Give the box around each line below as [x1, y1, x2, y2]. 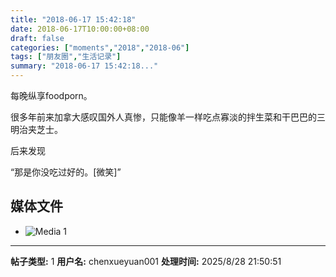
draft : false [10, 33, 65, 43]
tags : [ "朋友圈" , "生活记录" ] [10, 52, 122, 62]
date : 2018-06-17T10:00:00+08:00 [10, 24, 150, 34]
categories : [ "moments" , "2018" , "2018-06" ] [10, 42, 190, 53]
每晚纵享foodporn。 [10, 90, 93, 101]
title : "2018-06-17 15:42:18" [10, 14, 137, 25]
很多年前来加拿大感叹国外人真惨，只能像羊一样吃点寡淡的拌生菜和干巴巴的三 [10, 111, 326, 123]
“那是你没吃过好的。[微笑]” [10, 166, 122, 178]
